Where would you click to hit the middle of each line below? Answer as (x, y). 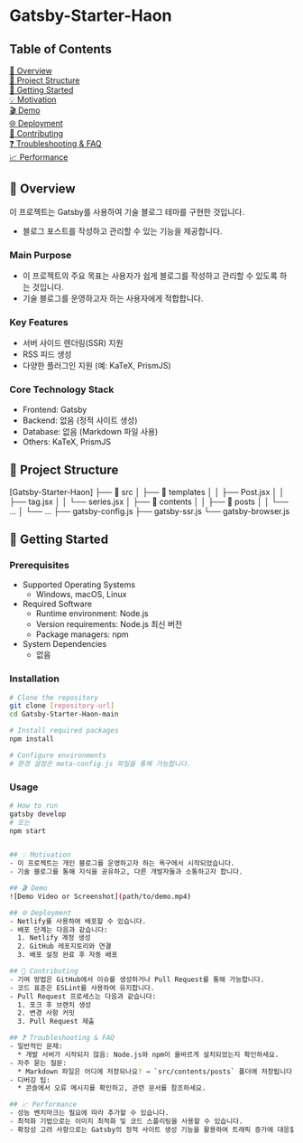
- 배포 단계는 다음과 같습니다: (59, 930)
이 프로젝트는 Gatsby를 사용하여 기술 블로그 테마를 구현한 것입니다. (127, 211)
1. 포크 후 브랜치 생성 (55, 1005)
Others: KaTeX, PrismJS (67, 441)
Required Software (57, 604)
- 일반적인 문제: (36, 1046)
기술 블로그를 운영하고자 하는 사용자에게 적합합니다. (113, 298)
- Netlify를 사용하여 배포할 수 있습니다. (78, 921)
